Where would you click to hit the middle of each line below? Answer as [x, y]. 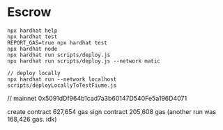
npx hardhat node [32, 49]
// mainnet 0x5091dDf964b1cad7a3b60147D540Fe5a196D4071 [97, 98]
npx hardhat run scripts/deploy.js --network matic [84, 61]
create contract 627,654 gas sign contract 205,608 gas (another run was [112, 111]
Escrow [29, 12]
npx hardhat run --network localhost [62, 79]
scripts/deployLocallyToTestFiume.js [62, 85]
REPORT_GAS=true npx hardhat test [57, 42]
